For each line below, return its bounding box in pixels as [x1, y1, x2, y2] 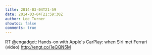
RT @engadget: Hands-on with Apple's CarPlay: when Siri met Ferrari [5, 39, 147, 45]
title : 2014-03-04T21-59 [5, 7, 56, 12]
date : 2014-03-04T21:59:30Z [5, 12, 63, 17]
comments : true [5, 26, 37, 30]
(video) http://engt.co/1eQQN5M [5, 44, 71, 50]
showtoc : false [5, 21, 37, 26]
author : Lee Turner [5, 16, 46, 21]
